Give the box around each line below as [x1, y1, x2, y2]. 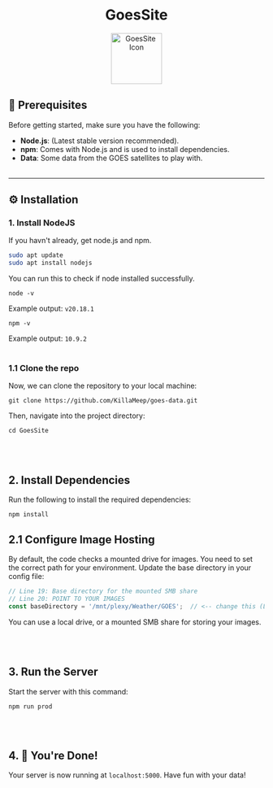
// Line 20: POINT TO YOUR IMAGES [8, 594, 126, 603]
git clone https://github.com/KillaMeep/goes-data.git [8, 397, 198, 405]
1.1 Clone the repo [8, 363, 80, 374]
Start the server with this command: [8, 686, 128, 696]
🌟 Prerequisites [8, 98, 88, 112]
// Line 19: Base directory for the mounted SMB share [8, 587, 198, 595]
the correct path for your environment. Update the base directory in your [8, 563, 252, 572]
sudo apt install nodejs [8, 259, 93, 268]
